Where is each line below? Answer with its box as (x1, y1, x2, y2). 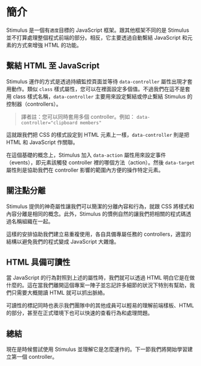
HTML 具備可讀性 (6, 257, 71, 267)
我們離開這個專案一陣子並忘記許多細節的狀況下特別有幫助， (42, 281, 190, 289)
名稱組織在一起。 (11, 217, 54, 225)
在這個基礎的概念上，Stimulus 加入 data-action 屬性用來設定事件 (6, 151, 166, 158)
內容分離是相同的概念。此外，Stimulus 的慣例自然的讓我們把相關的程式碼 (6, 210, 187, 217)
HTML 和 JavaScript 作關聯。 (6, 139, 79, 146)
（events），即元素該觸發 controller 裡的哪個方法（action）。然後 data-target (6, 158, 195, 166)
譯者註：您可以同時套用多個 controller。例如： (20, 113, 136, 120)
